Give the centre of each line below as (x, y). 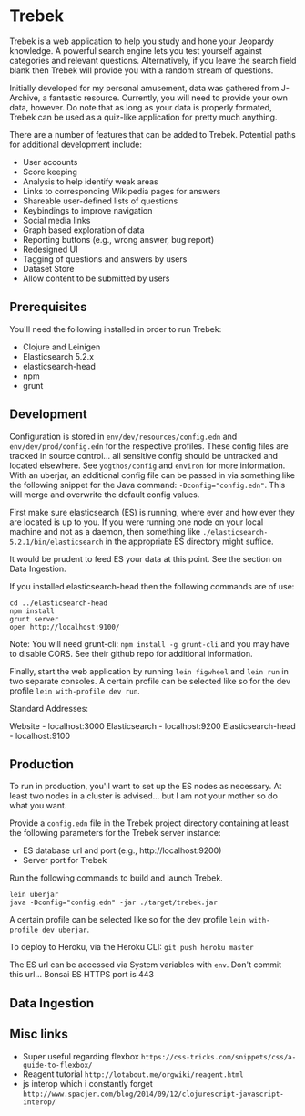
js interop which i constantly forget (87, 1083)
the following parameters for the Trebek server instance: (115, 833)
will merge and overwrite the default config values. (105, 495)
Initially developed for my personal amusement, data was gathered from (144, 88)
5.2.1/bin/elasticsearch (56, 542)
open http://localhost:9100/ (65, 627)
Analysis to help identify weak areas (90, 181)
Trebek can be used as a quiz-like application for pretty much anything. (143, 117)
